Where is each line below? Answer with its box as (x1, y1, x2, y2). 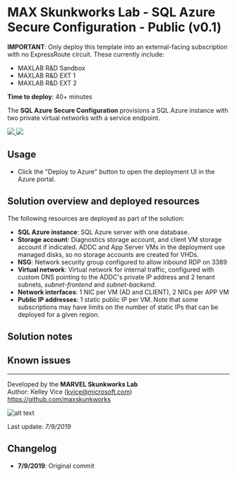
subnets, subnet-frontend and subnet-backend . (17, 280, 157, 289)
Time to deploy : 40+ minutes (7, 92, 93, 101)
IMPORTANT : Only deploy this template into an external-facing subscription (7, 42, 228, 51)
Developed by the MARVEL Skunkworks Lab (7, 380, 138, 388)
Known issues (7, 354, 71, 367)
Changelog (7, 442, 57, 455)
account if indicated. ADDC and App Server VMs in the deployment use (17, 243, 226, 251)
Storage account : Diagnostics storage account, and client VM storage (17, 235, 222, 243)
